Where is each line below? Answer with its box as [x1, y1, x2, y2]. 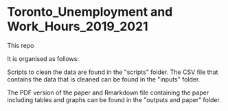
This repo [7, 41, 34, 49]
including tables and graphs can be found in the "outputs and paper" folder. [7, 95, 221, 103]
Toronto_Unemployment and [7, 4, 173, 20]
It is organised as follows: [7, 54, 79, 62]
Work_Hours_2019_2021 [7, 18, 149, 34]
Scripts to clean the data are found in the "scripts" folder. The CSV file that [7, 68, 218, 76]
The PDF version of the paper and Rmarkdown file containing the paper [7, 88, 209, 97]
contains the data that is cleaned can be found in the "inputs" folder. [7, 75, 201, 83]
